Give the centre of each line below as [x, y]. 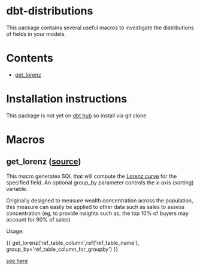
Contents [30, 58]
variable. [17, 189]
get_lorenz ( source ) [44, 162]
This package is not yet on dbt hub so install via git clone [76, 116]
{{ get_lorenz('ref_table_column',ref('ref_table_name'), [73, 242]
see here [17, 260]
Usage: [15, 231]
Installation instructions [67, 99]
